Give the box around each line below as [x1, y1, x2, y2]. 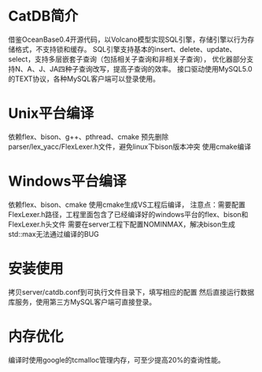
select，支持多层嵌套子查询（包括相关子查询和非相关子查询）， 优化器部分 [8, 54, 247, 64]
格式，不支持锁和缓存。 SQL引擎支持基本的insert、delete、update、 [14, 44, 237, 53]
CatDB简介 [8, 7, 79, 25]
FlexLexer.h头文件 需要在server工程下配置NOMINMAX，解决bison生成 [8, 219, 236, 229]
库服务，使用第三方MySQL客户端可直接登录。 [8, 296, 157, 307]
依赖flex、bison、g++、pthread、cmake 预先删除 [8, 131, 169, 142]
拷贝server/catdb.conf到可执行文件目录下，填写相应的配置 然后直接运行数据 [8, 287, 255, 296]
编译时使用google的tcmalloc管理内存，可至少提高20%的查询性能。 [8, 355, 226, 364]
